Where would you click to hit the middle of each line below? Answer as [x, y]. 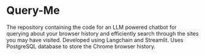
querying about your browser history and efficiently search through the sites [102, 33]
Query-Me [33, 11]
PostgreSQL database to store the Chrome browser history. [81, 46]
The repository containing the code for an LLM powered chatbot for [91, 27]
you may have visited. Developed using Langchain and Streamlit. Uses [95, 40]
